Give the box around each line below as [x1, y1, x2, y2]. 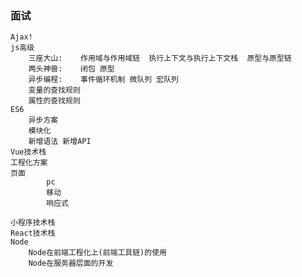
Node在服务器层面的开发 [28, 258, 114, 269]
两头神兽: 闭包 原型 [28, 64, 115, 74]
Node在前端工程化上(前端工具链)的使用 [28, 248, 167, 258]
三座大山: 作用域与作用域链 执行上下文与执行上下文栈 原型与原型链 [28, 53, 292, 64]
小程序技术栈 [10, 218, 56, 228]
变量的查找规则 [28, 85, 81, 96]
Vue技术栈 [10, 147, 47, 157]
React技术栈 [10, 228, 56, 239]
